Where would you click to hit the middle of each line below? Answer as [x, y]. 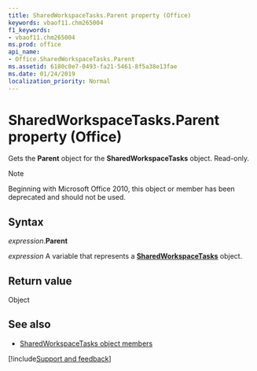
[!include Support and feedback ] [60, 358]
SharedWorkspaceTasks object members [86, 343]
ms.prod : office [35, 45]
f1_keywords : [29, 30]
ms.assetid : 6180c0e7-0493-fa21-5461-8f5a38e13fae [93, 67]
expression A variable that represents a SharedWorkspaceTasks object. [125, 256]
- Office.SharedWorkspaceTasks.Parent [72, 60]
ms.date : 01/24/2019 [42, 74]
